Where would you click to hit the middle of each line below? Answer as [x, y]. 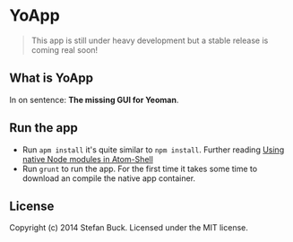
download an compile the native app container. [108, 178]
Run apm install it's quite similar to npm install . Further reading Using [153, 150]
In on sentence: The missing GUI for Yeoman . [94, 99]
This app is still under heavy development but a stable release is [150, 40]
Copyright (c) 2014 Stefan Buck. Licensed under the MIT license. [129, 228]
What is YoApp [52, 78]
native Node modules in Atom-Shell [88, 159]
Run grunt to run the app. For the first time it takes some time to [140, 169]
